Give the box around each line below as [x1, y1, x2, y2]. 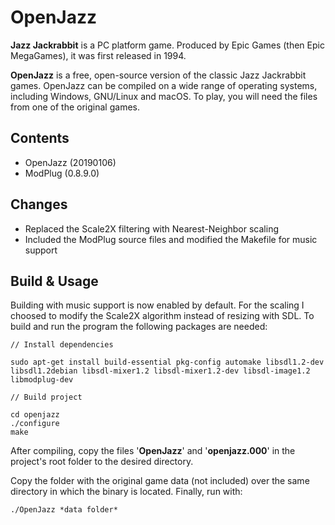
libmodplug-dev [10, 375, 74, 385]
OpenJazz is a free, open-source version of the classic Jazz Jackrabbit [10, 69, 307, 81]
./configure [10, 419, 60, 429]
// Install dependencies [10, 340, 114, 350]
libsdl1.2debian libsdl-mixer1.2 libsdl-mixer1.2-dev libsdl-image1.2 [10, 366, 311, 376]
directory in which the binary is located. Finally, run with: [10, 486, 243, 498]
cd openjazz [10, 410, 60, 420]
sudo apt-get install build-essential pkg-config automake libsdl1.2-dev [10, 357, 325, 368]
